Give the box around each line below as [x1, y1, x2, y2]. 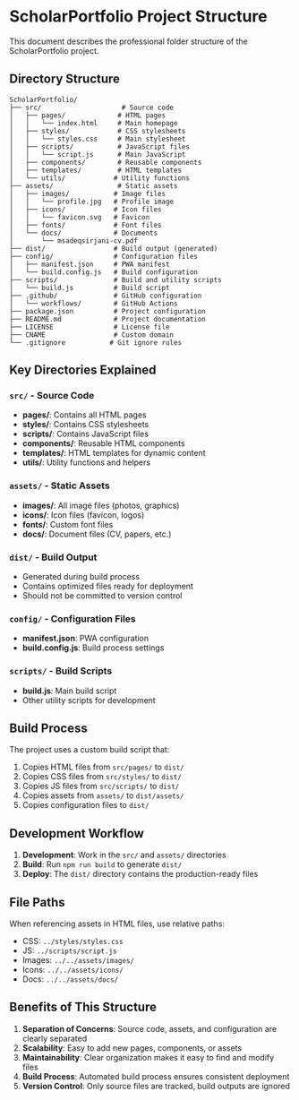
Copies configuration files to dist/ [21, 800, 149, 811]
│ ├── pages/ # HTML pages [9, 110, 167, 120]
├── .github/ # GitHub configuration [9, 291, 202, 300]
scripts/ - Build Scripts [9, 665, 113, 677]
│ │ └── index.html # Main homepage [9, 118, 178, 127]
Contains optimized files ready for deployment [21, 580, 194, 592]
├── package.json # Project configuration [9, 306, 206, 315]
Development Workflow [9, 826, 145, 841]
